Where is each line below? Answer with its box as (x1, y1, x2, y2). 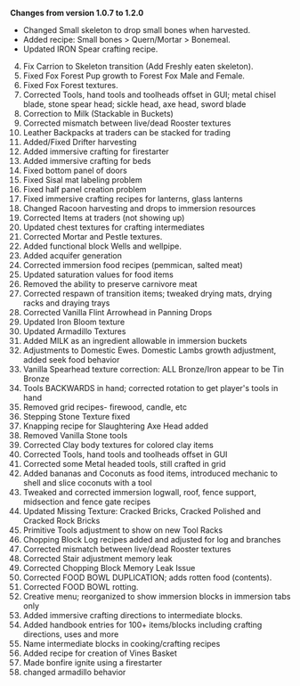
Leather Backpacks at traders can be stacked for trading (22, 127, 231, 137)
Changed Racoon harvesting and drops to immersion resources (22, 203, 256, 213)
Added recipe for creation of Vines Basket (22, 648, 177, 658)
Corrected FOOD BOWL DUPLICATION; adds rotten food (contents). (22, 572, 272, 583)
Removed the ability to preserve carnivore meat (22, 279, 199, 289)
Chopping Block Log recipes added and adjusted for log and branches (22, 535, 281, 544)
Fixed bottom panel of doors (22, 165, 127, 176)
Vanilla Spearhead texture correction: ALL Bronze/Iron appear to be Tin (22, 364, 284, 374)
